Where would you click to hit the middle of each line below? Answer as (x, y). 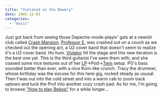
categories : (17, 19)
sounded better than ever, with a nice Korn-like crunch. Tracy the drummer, (81, 69)
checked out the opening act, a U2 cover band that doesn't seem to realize (81, 48)
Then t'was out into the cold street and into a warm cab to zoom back (75, 79)
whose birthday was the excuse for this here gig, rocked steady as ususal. (80, 73)
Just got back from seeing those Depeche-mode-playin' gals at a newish (79, 37)
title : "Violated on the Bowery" (39, 10)
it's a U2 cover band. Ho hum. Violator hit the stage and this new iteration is (81, 53)
